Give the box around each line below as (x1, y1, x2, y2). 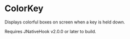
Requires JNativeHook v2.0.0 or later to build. (4, 28, 96, 34)
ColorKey (4, 3, 43, 14)
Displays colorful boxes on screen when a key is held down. (4, 19, 125, 25)
